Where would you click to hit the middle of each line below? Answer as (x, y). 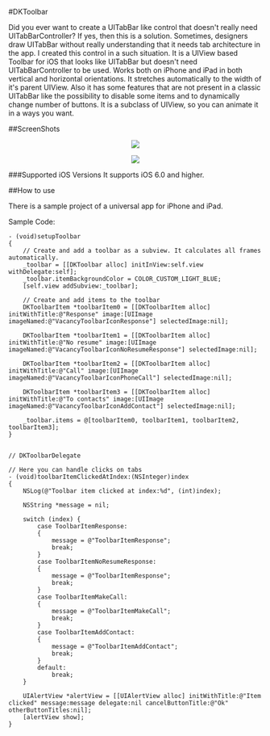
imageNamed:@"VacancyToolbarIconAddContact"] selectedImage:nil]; (122, 406)
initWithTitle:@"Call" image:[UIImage (73, 371)
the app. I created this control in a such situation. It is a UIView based (123, 53)
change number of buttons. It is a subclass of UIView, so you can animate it (133, 105)
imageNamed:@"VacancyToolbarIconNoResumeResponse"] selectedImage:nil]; (133, 350)
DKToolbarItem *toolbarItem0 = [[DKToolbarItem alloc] (117, 307)
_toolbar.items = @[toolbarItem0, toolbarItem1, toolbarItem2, (131, 420)
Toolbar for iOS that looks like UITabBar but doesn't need (103, 61)
